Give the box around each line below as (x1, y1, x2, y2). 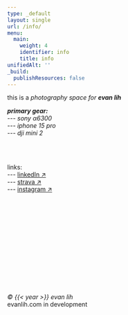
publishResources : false (13, 74, 85, 82)
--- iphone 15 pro (7, 122, 57, 130)
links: (7, 163, 23, 172)
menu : (7, 29, 23, 37)
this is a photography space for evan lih (7, 93, 122, 102)
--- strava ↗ (7, 178, 42, 186)
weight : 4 (19, 42, 48, 49)
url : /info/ (7, 23, 42, 30)
